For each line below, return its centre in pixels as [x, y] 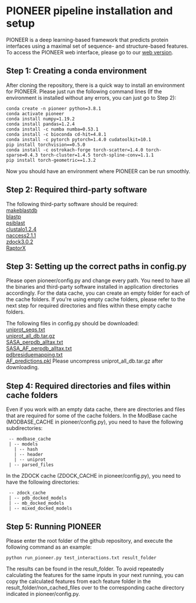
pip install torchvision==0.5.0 [46, 145]
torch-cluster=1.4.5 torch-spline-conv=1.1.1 [97, 155]
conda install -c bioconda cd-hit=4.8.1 [57, 134]
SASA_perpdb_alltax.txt [35, 342]
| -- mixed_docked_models [40, 509]
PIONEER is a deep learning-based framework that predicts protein [87, 40]
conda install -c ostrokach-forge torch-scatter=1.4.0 [75, 150]
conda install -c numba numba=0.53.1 [52, 129]
